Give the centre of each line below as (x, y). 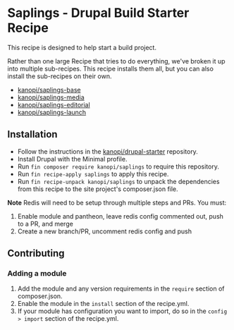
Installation (32, 134)
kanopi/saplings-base (49, 90)
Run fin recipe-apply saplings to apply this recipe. (93, 173)
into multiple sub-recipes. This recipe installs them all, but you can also (110, 68)
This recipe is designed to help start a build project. (82, 47)
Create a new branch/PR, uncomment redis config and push (105, 231)
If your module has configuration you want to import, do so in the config (122, 311)
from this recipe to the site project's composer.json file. (98, 189)
